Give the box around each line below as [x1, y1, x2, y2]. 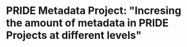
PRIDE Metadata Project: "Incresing [6, 4, 182, 17]
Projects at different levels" [6, 29, 142, 42]
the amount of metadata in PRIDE [6, 16, 169, 30]
